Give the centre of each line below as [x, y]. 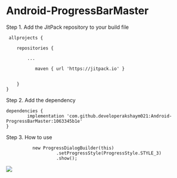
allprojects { [26, 38]
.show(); [67, 158]
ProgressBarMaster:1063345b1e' [44, 121]
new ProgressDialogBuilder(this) [73, 148]
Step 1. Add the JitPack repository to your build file [68, 27]
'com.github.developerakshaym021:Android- [119, 116]
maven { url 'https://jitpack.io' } [80, 69]
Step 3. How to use [29, 137]
